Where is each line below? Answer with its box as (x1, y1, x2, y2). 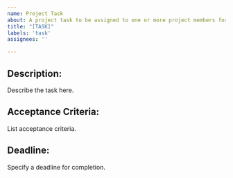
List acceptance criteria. (7, 124, 76, 132)
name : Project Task (7, 10, 64, 17)
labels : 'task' (7, 29, 51, 37)
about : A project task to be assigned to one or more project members (7, 17, 216, 24)
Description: (7, 67, 62, 80)
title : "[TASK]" (7, 23, 54, 30)
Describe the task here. (7, 86, 74, 94)
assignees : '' (7, 36, 49, 43)
